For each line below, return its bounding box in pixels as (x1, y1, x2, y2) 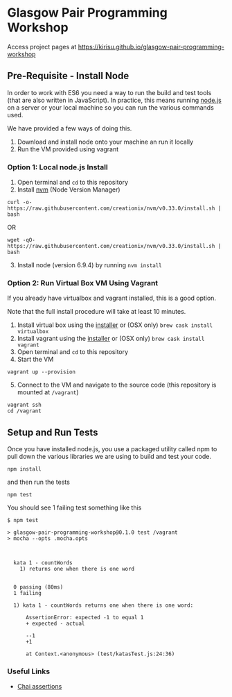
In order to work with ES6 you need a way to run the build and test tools (7, 88, 212, 96)
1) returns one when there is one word (19, 566, 135, 573)
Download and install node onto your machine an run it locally (17, 137, 194, 146)
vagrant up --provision (7, 369, 76, 376)
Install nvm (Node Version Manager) (17, 185, 121, 194)
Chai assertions (17, 682, 62, 691)
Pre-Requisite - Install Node (7, 70, 130, 82)
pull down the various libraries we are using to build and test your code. (7, 453, 212, 461)
